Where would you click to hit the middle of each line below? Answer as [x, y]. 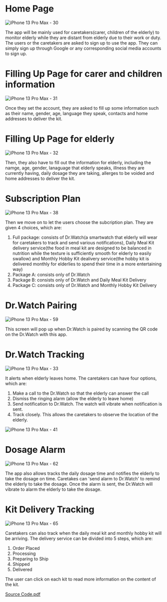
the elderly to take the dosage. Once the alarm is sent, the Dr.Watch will [79, 484]
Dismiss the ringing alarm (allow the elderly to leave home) [73, 398]
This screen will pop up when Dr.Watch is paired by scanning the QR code [81, 329]
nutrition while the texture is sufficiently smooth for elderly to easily [82, 253]
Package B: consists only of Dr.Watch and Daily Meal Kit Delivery [79, 280]
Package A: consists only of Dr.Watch [51, 274]
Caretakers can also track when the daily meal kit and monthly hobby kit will [83, 533]
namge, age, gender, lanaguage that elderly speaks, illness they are [75, 168]
